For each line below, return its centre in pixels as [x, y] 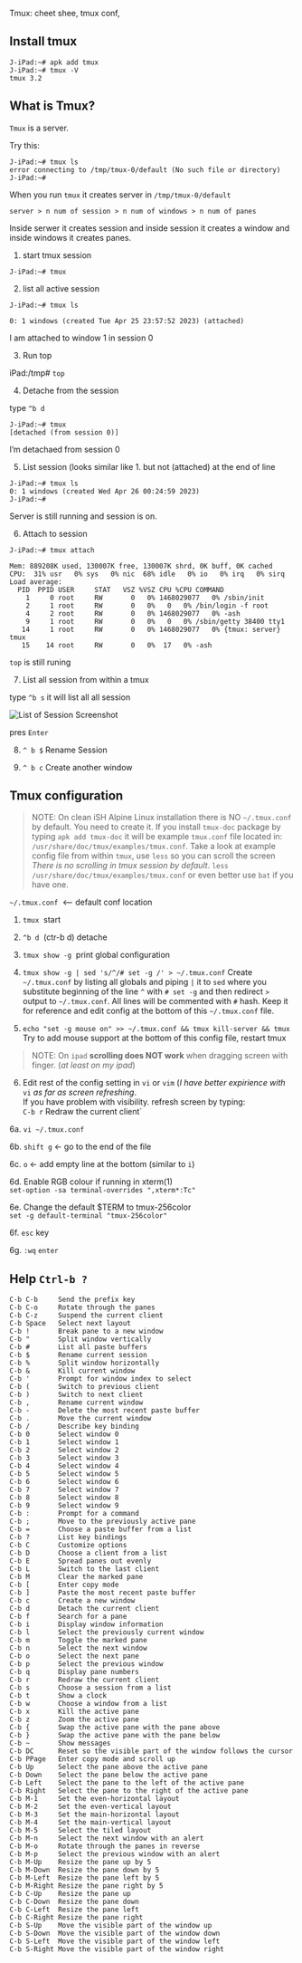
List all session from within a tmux [85, 679]
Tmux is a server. [39, 128]
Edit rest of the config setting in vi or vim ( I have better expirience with [154, 1083]
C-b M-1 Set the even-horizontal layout [94, 1799]
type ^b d [27, 407]
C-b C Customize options [68, 1546]
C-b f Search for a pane [68, 1617]
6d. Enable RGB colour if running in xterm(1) [91, 1182]
